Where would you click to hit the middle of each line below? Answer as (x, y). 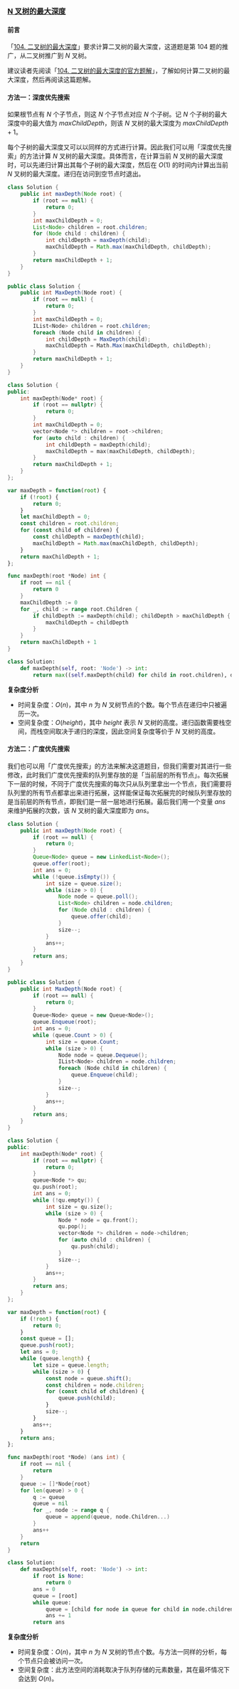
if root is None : (58, 1576)
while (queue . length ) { (55, 1359)
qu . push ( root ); (55, 1187)
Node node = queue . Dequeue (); (103, 1055)
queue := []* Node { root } (55, 1484)
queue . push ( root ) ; (47, 1345)
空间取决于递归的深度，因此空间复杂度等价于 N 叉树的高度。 (131, 731)
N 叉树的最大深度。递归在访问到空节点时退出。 (76, 174)
